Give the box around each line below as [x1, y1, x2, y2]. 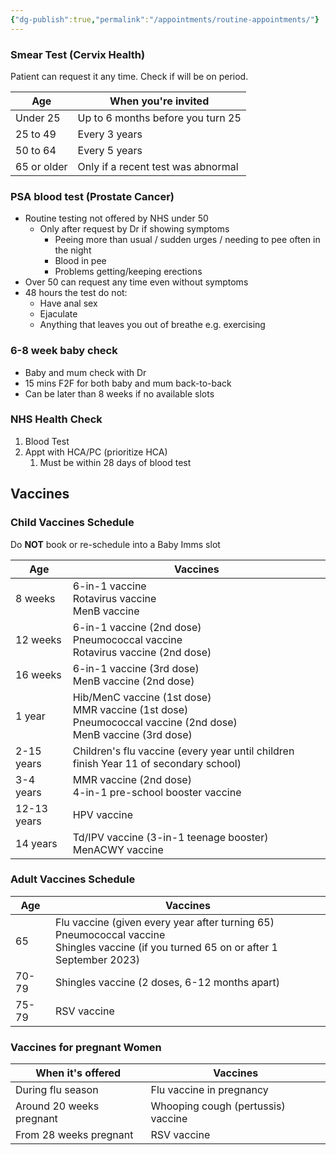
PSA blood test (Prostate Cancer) [10, 189, 175, 203]
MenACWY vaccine [72, 842, 164, 856]
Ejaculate [39, 308, 78, 320]
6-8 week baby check [10, 344, 118, 358]
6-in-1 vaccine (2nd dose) [72, 620, 202, 634]
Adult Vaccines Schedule [10, 872, 136, 886]
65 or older [15, 159, 68, 173]
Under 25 [15, 111, 61, 125]
